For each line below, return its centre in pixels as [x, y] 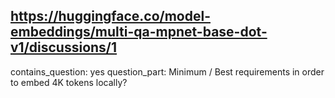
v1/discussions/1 [64, 47]
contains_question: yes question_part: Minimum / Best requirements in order [167, 71]
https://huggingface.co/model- [110, 16]
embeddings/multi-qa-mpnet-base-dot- [139, 32]
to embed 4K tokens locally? [69, 82]
